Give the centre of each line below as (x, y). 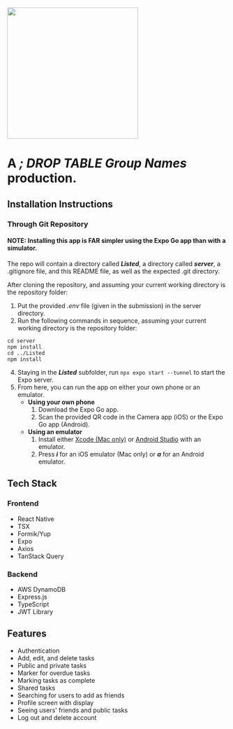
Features (27, 634)
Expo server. (35, 380)
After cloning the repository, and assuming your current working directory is (116, 284)
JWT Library (35, 611)
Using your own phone (61, 402)
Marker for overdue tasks (54, 673)
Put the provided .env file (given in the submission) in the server (109, 305)
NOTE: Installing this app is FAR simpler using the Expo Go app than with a (116, 241)
